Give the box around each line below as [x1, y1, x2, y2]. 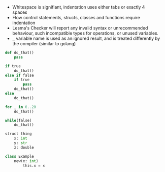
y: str [14, 141, 28, 145]
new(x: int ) [14, 158, 38, 164]
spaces [12, 9, 28, 15]
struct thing [5, 131, 32, 137]
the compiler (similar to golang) [12, 41, 76, 46]
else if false [5, 73, 34, 78]
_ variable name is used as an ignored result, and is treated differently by [12, 35, 160, 41]
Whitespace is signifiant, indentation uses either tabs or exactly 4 [12, 4, 145, 10]
